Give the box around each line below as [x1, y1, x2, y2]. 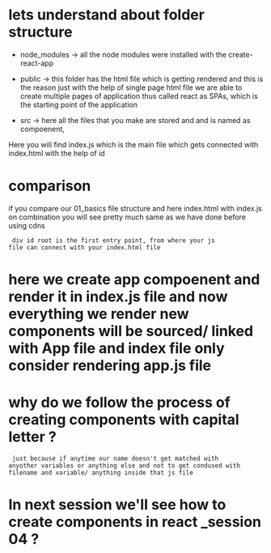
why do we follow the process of [8, 393, 231, 412]
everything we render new [8, 305, 189, 323]
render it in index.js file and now [8, 287, 228, 306]
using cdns [8, 220, 46, 230]
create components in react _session [8, 513, 261, 531]
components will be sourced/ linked [8, 322, 253, 341]
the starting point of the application [19, 100, 138, 109]
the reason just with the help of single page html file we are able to [19, 83, 243, 92]
